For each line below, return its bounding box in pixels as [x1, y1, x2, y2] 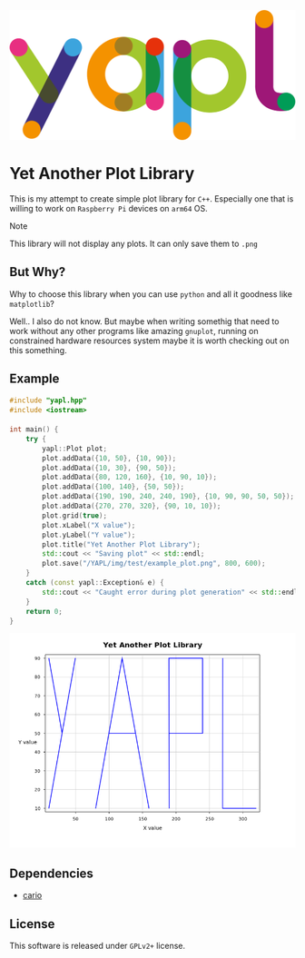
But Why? [9, 264, 66, 280]
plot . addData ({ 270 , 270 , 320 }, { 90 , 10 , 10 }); [42, 501, 221, 511]
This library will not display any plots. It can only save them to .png [9, 238, 259, 249]
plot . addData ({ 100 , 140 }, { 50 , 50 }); [42, 482, 184, 491]
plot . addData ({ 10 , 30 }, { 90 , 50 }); [42, 463, 177, 472]
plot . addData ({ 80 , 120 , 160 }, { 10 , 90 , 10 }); [42, 473, 218, 482]
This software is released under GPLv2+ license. [9, 941, 186, 952]
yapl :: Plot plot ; [42, 444, 107, 453]
